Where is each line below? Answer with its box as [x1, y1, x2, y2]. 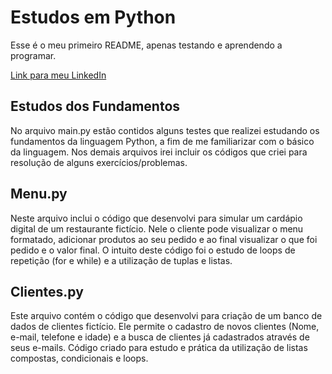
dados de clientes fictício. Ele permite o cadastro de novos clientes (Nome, [10, 321, 320, 333]
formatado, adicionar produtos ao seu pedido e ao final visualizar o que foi [10, 233, 318, 245]
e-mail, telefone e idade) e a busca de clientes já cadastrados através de [10, 331, 310, 343]
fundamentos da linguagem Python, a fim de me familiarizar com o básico [10, 135, 315, 147]
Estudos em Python [10, 6, 177, 29]
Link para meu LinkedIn [10, 69, 107, 81]
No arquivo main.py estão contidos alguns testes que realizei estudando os [10, 124, 320, 136]
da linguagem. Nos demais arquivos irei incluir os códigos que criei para [10, 146, 308, 158]
